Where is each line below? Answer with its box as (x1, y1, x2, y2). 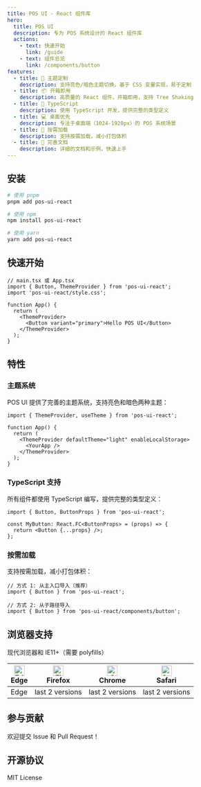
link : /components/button (25, 62, 100, 69)
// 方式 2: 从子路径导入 (7, 602, 70, 609)
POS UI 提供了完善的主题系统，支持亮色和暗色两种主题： (7, 398, 169, 406)
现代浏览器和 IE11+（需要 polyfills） (7, 648, 108, 656)
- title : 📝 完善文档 (13, 139, 68, 146)
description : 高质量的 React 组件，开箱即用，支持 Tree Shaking (19, 94, 194, 101)
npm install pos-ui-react (7, 217, 82, 224)
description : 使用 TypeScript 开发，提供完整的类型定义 (19, 107, 169, 114)
